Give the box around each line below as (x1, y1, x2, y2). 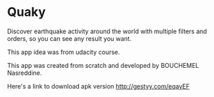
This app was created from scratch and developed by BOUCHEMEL (7, 61, 200, 69)
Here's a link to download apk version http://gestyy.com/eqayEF (7, 82, 190, 90)
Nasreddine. (7, 69, 43, 77)
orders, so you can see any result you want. (7, 34, 132, 42)
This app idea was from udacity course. (7, 48, 120, 56)
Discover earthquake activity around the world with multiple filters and (7, 27, 207, 35)
